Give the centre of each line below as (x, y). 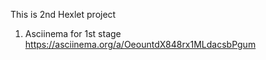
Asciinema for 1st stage (73, 33)
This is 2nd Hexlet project (63, 14)
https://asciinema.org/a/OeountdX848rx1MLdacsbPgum (140, 44)
